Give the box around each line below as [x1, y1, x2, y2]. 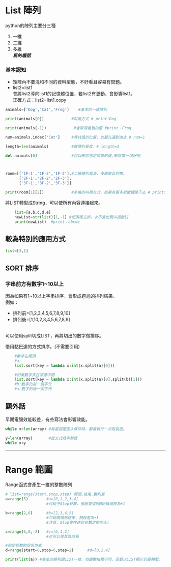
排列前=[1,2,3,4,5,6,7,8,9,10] [12, 310, 70, 316]
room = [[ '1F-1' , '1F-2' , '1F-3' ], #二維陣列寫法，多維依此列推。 [5, 171, 127, 176]
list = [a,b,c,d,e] [14, 210, 51, 215]
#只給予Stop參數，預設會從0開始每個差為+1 [46, 501, 126, 506]
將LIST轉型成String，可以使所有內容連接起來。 [5, 200, 103, 206]
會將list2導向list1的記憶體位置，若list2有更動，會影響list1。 [12, 91, 135, 97]
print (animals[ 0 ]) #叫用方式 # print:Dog [5, 117, 117, 122]
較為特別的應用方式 [5, 235, 66, 243]
